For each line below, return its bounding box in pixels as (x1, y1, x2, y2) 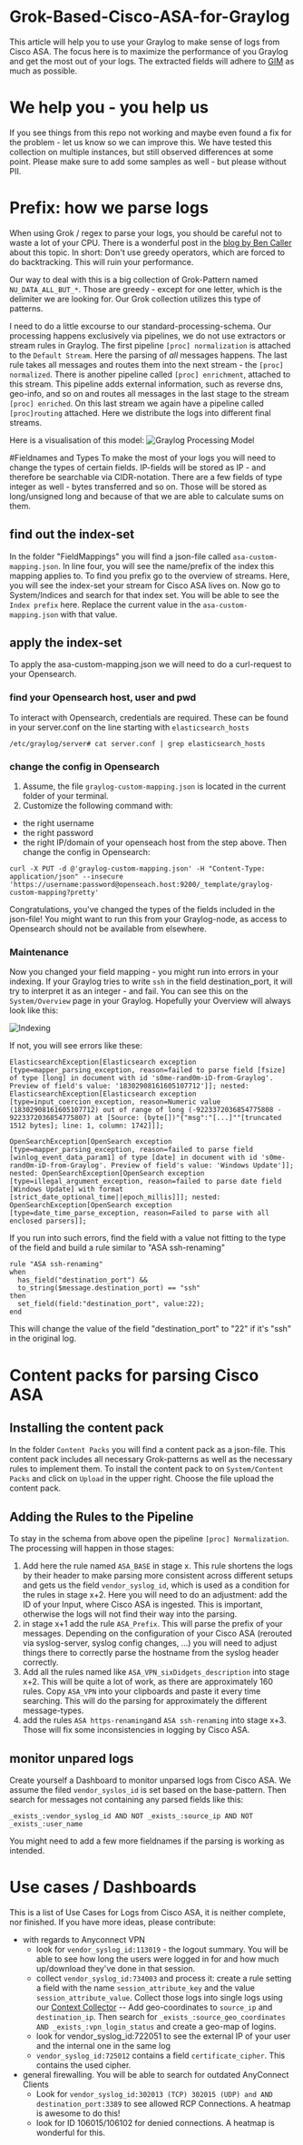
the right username (22, 818, 94, 829)
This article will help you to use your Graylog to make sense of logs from (9, 36, 280, 47)
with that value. (60, 608, 118, 619)
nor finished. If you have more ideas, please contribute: (9, 1916, 216, 1927)
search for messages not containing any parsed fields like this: (9, 1794, 244, 1805)
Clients (22, 2079, 50, 2090)
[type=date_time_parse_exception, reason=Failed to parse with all (9, 1209, 270, 1218)
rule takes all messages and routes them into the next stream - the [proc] (9, 359, 284, 369)
